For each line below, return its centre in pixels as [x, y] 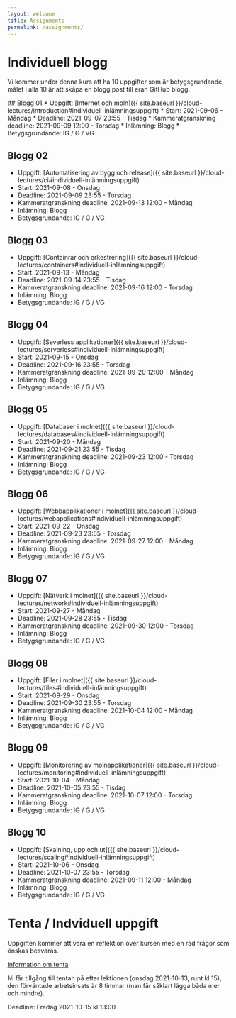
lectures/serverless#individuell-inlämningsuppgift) [91, 349]
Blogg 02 [28, 156]
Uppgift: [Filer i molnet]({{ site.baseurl [73, 680]
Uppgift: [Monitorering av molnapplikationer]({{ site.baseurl [104, 765]
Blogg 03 [28, 240]
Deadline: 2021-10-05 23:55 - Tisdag [72, 787]
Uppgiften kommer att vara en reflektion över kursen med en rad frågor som [118, 943]
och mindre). [26, 993]
